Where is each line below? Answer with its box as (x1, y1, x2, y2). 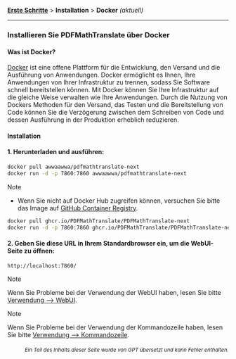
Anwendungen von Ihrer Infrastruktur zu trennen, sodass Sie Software (7, 78, 211, 87)
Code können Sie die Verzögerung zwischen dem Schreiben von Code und (7, 108, 224, 117)
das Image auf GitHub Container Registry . (17, 203, 138, 212)
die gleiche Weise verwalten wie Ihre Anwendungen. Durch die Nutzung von (7, 93, 228, 101)
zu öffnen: (23, 246, 55, 256)
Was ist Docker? (7, 47, 56, 56)
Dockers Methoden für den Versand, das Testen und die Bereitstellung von (7, 101, 223, 109)
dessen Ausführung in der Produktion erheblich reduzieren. (7, 115, 179, 124)
